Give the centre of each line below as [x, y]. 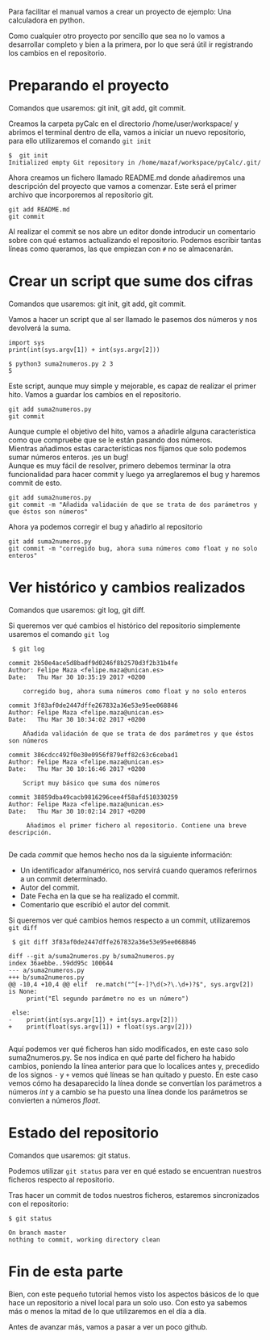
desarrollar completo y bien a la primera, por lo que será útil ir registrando [131, 44]
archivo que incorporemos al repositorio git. [81, 195]
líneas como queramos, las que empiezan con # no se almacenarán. [121, 249]
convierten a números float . [54, 1100]
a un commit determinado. [64, 878]
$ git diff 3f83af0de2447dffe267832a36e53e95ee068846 [104, 942]
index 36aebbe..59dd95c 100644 [61, 963]
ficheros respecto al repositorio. [62, 1179]
